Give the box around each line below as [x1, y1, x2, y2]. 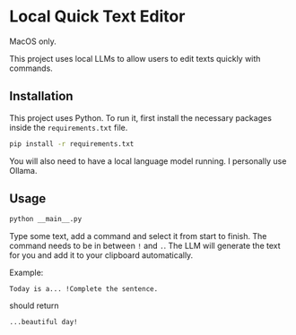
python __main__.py [9, 215, 83, 224]
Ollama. [9, 165, 38, 176]
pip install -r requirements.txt [9, 139, 135, 149]
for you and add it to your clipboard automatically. [9, 250, 194, 261]
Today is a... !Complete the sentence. [9, 285, 159, 294]
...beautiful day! [9, 318, 78, 327]
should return [9, 300, 60, 311]
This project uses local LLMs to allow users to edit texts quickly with [9, 53, 261, 64]
